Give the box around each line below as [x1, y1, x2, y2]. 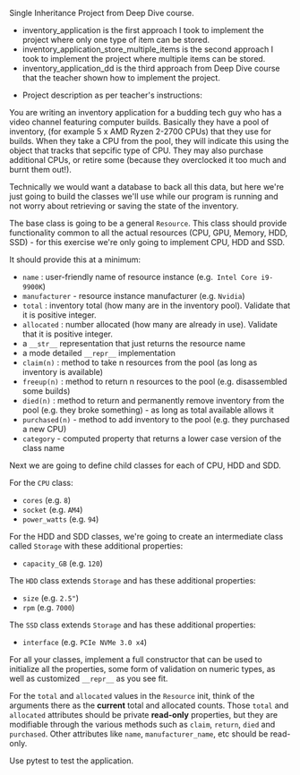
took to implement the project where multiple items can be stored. [21, 54, 266, 64]
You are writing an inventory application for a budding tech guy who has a [9, 107, 282, 117]
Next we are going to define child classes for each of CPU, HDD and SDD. [9, 460, 281, 471]
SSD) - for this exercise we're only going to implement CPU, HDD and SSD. [9, 237, 285, 247]
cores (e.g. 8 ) [21, 495, 72, 505]
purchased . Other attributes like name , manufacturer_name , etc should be [9, 728, 269, 739]
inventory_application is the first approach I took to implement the [21, 25, 264, 35]
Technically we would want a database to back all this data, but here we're [9, 182, 285, 192]
